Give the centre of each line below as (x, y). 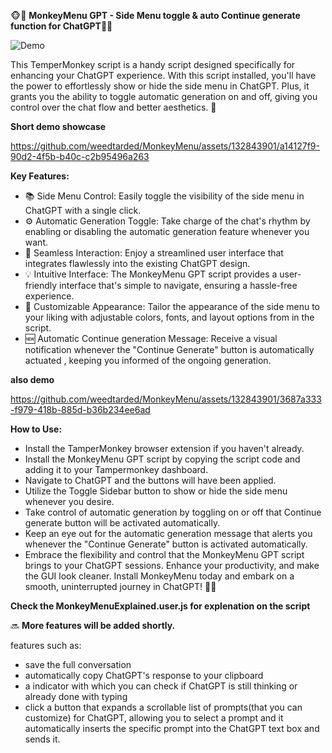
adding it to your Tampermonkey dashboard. (116, 469)
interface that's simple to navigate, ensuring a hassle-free (178, 285)
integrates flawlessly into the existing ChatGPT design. (137, 263)
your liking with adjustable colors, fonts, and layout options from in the (169, 317)
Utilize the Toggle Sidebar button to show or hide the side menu (156, 491)
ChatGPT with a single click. (83, 210)
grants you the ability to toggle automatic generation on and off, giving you (164, 96)
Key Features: (40, 176)
